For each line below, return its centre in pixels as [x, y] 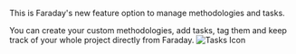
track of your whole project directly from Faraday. [102, 40]
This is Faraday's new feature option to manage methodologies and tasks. [147, 13]
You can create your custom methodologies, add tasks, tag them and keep [148, 30]
